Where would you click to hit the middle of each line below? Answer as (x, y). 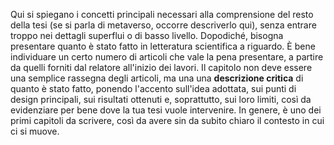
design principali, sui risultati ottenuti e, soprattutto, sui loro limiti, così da (161, 99)
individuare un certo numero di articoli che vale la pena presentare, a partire (167, 57)
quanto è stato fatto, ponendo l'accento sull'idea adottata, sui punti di (153, 88)
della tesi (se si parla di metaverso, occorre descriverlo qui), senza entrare (163, 25)
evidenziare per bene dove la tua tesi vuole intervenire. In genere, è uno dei (166, 110)
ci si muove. (35, 131)
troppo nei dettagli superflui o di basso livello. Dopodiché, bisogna (147, 35)
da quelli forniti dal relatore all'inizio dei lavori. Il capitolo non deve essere (161, 67)
